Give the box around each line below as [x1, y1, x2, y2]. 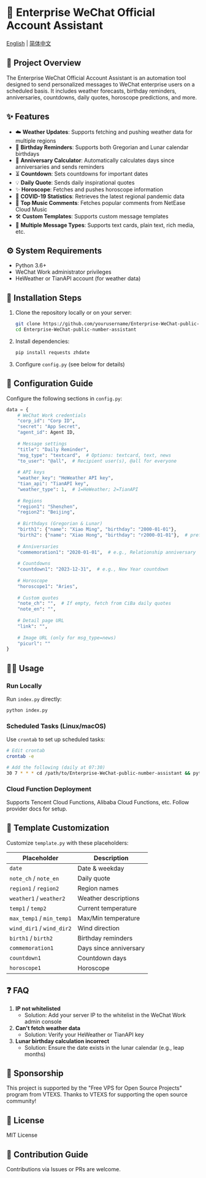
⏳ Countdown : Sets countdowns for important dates [15, 170, 148, 177]
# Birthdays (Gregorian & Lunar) [17, 521, 103, 527]
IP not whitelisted [15, 1004, 61, 1012]
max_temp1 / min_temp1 [9, 914, 72, 922]
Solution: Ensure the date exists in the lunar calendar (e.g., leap [24, 1044, 185, 1051]
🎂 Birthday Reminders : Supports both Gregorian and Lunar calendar [15, 144, 189, 151]
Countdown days [77, 953, 127, 962]
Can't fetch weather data [15, 1024, 81, 1031]
